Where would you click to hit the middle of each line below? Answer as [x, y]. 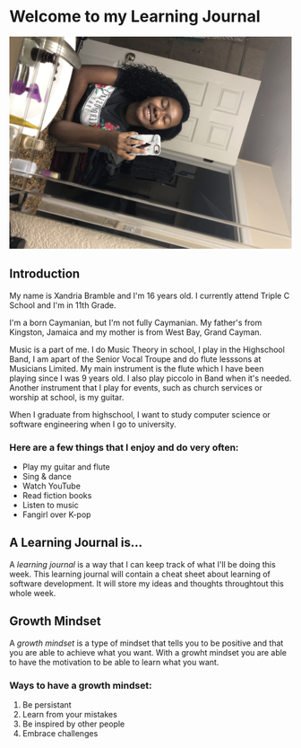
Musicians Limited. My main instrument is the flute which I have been [137, 368]
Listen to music [50, 506]
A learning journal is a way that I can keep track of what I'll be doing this [142, 564]
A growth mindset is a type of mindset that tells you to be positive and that [146, 643]
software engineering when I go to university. [93, 424]
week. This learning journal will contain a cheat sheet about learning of [140, 574]
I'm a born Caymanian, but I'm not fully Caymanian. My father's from [136, 322]
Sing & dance [47, 477]
